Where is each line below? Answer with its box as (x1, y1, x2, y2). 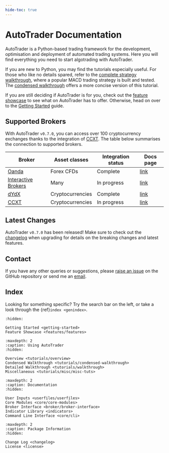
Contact (5, 255, 31, 263)
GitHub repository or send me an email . (5, 273, 87, 279)
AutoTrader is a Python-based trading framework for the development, (5, 46, 152, 52)
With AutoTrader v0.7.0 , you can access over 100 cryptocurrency (5, 130, 141, 136)
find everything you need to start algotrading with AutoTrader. (5, 56, 133, 62)
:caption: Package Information (5, 426, 71, 431)
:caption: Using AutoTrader (5, 343, 64, 348)
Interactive (8, 176, 33, 183)
